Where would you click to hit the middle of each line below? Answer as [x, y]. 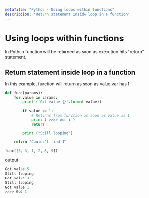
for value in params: [36, 98]
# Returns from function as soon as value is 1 [81, 115]
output [12, 160]
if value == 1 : [38, 111]
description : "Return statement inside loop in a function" [68, 14]
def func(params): [24, 93]
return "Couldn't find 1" [40, 142]
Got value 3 [17, 178]
